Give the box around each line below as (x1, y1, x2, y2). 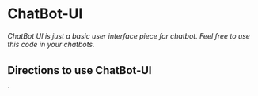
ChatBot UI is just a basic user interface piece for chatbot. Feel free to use (7, 31, 251, 40)
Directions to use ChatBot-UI (7, 64, 152, 77)
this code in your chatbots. (7, 39, 95, 49)
